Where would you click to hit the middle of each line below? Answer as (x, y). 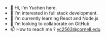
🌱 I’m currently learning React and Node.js (54, 18)
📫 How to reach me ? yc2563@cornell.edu (55, 29)
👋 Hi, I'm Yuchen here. (33, 8)
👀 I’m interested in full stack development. (54, 13)
